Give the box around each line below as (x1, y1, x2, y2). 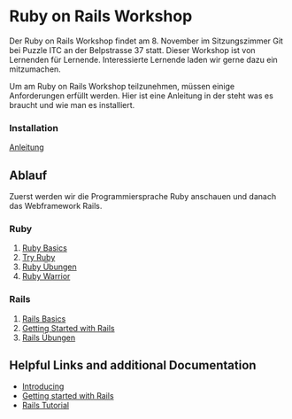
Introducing (21, 381, 65, 392)
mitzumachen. (9, 64, 62, 74)
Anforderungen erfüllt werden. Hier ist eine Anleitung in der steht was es (9, 90, 274, 101)
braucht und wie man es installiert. (9, 99, 135, 110)
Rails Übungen (21, 332, 76, 343)
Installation (9, 121, 59, 134)
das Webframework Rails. (9, 201, 103, 212)
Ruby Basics (21, 243, 68, 253)
